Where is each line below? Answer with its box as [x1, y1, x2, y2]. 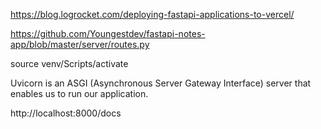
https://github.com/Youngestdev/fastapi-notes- [10, 28, 206, 39]
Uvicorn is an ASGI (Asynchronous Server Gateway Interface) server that [10, 77, 312, 89]
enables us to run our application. [10, 88, 149, 99]
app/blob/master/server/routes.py [10, 39, 150, 50]
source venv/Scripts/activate [10, 58, 129, 69]
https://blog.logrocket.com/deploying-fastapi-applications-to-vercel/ [10, 9, 295, 20]
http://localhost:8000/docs [10, 107, 122, 119]
